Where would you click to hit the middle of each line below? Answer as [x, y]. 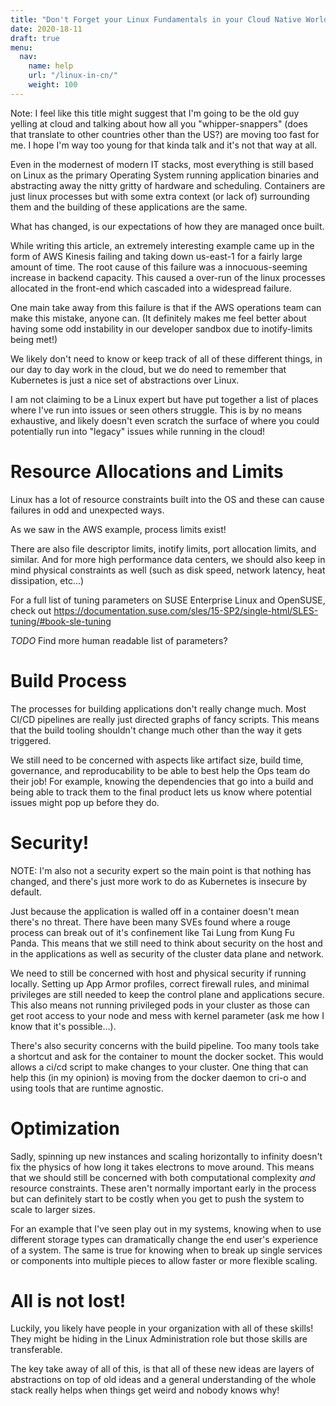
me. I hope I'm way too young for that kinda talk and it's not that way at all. [164, 145]
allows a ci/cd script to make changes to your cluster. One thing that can [159, 1067]
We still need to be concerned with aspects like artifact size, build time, [157, 760]
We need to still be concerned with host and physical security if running [158, 973]
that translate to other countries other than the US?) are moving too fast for [165, 134]
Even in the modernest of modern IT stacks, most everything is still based [162, 164]
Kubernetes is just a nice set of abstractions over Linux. [125, 380]
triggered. [31, 740]
